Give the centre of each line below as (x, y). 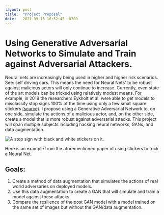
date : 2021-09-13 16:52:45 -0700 (41, 19)
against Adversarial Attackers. (69, 64)
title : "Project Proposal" (34, 14)
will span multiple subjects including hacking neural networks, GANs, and (79, 124)
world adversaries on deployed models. (52, 187)
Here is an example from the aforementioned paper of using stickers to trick (82, 149)
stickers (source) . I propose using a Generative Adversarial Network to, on (80, 109)
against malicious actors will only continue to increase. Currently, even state (82, 88)
